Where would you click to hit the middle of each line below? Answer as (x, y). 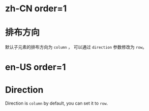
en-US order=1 (36, 67)
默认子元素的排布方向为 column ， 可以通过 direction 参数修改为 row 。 (76, 47)
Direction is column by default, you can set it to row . (57, 103)
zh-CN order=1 (36, 9)
